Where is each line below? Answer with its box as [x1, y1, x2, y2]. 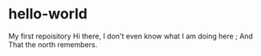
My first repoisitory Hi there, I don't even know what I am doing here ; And [8, 31, 253, 41]
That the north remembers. [8, 39, 98, 49]
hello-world [8, 5, 88, 23]
